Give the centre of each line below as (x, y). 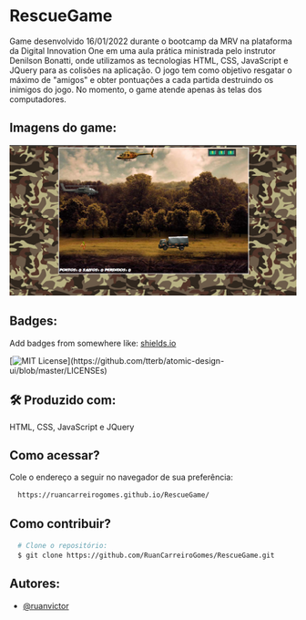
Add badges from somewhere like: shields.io (93, 343)
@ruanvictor (46, 605)
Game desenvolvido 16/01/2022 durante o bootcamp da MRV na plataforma (151, 41)
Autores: (35, 584)
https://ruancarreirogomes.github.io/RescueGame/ (113, 495)
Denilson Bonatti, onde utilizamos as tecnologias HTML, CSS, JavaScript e (149, 60)
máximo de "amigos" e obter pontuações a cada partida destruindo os (142, 79)
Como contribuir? (61, 524)
